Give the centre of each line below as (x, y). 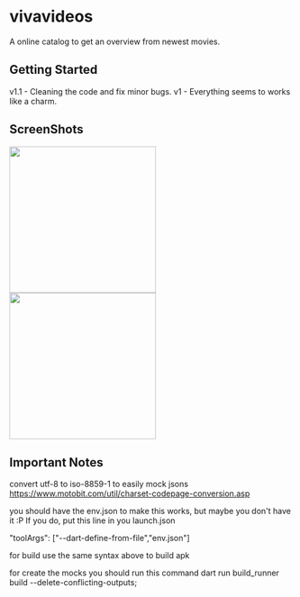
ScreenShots (46, 129)
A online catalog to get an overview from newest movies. (115, 41)
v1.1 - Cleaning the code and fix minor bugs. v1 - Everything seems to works (150, 91)
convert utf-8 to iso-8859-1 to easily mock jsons (99, 484)
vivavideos (51, 17)
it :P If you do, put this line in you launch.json (92, 520)
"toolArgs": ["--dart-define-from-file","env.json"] (100, 538)
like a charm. (33, 101)
